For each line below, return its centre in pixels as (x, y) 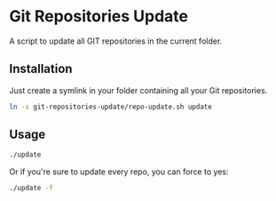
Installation (41, 69)
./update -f (31, 189)
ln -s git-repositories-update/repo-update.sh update (111, 107)
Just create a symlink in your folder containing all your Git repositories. (138, 90)
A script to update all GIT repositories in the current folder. (116, 41)
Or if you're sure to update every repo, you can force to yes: (119, 172)
